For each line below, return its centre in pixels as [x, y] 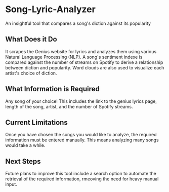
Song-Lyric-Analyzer [51, 9]
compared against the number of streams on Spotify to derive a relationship [84, 62]
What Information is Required [53, 89]
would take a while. [25, 145]
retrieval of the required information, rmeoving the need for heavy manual [82, 179]
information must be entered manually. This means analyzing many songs [82, 140]
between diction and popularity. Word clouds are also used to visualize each [85, 67]
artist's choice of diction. [31, 73]
